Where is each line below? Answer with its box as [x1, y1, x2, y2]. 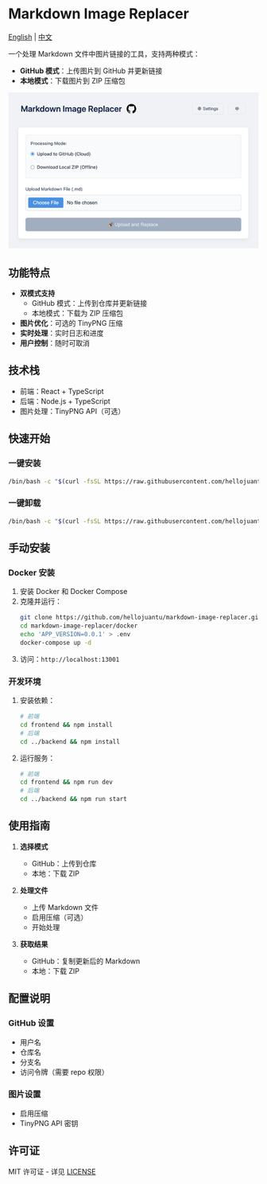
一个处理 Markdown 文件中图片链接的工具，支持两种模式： [8, 49, 200, 58]
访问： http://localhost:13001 [19, 654, 120, 663]
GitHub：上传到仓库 [31, 858, 97, 868]
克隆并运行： [19, 596, 62, 606]
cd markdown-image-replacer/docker [19, 622, 138, 630]
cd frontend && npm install [19, 721, 113, 729]
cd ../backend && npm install [19, 737, 121, 745]
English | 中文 [8, 32, 53, 41]
